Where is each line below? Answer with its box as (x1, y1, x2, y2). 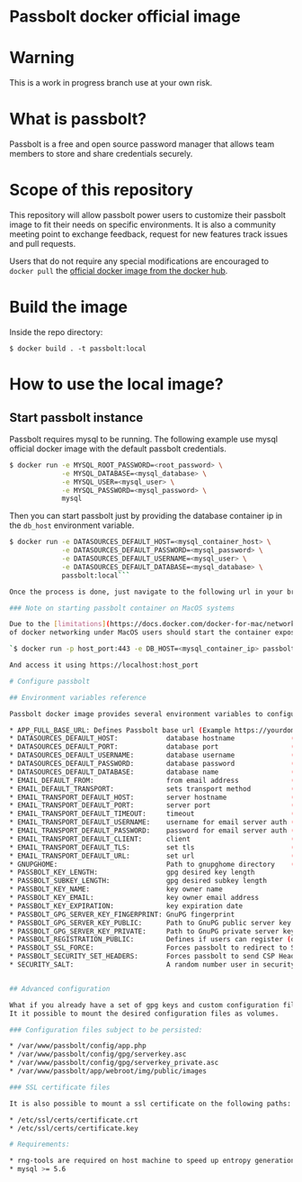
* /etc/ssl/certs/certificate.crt (9, 1115, 139, 1124)
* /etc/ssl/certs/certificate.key (9, 1123, 139, 1132)
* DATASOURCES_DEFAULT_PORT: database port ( (9, 742, 296, 751)
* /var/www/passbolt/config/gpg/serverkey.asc (9, 1050, 187, 1059)
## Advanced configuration (9, 984, 111, 993)
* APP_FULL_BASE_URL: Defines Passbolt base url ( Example (9, 725, 231, 735)
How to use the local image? (9, 374, 224, 395)
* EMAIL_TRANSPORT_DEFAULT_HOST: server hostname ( (9, 793, 296, 802)
